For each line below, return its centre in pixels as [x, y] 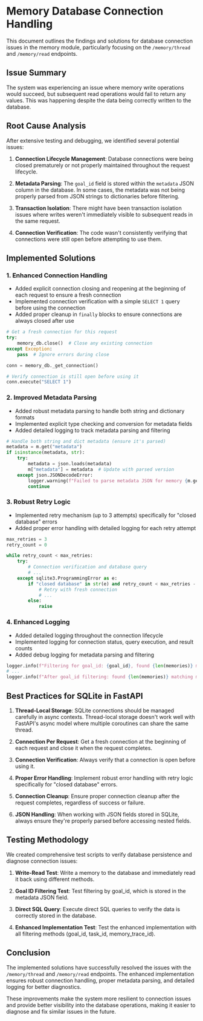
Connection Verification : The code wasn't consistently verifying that [101, 232]
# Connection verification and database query [88, 567]
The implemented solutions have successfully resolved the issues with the [99, 967]
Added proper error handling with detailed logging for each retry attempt [105, 528]
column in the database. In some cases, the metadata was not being [100, 190]
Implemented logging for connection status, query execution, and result [104, 642]
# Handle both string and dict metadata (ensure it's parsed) [86, 441]
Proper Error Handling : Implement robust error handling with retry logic [104, 778]
